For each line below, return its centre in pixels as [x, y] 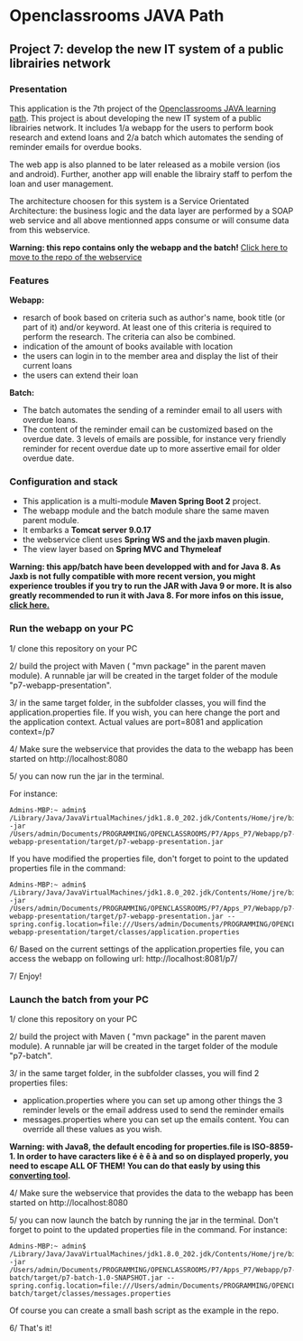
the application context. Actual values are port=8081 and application [136, 722]
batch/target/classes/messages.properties [90, 1294]
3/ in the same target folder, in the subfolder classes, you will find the [138, 702]
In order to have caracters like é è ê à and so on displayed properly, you [152, 1157]
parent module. [50, 520]
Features [29, 280]
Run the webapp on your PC [71, 629]
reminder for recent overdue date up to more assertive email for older [151, 449]
